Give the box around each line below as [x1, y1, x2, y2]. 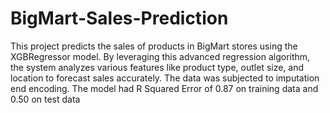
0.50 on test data [10, 93, 81, 105]
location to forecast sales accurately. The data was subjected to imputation [10, 72, 320, 84]
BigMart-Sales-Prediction [10, 7, 229, 30]
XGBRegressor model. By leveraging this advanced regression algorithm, [10, 50, 311, 62]
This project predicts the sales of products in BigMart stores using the [10, 40, 298, 52]
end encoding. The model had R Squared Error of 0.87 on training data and [10, 82, 319, 94]
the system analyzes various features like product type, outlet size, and [10, 61, 305, 73]
